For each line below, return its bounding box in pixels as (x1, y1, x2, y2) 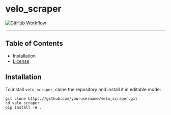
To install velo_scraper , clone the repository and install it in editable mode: (5, 86, 161, 92)
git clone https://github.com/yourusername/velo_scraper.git (5, 96, 138, 101)
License (12, 58, 30, 64)
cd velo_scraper (5, 100, 40, 105)
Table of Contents (5, 39, 64, 48)
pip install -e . (5, 105, 42, 110)
